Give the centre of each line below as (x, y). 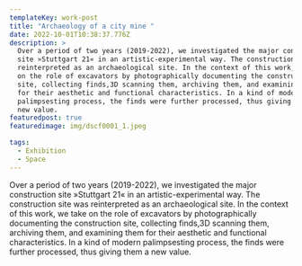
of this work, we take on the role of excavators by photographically (133, 213)
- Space (32, 159)
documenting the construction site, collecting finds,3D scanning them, (139, 223)
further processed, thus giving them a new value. (100, 252)
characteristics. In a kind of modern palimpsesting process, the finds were (147, 242)
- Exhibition (42, 151)
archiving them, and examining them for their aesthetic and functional (138, 232)
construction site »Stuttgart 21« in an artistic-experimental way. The (135, 194)
